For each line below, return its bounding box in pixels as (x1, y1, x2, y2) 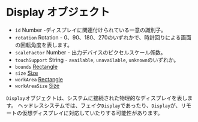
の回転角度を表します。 (14, 41, 73, 48)
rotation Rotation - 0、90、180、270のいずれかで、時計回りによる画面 (14, 33, 192, 41)
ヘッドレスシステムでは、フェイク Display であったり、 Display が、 (17, 102, 181, 109)
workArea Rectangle (14, 75, 63, 83)
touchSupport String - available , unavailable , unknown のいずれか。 (14, 56, 179, 63)
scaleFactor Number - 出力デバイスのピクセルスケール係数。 (14, 48, 166, 56)
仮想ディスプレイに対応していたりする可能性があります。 (22, 109, 163, 117)
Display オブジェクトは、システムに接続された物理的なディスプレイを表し (6, 94, 188, 102)
